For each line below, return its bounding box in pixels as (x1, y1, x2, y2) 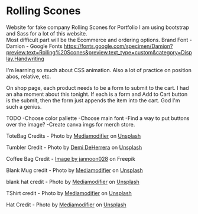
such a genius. (6, 103, 42, 110)
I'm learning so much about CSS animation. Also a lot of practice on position (6, 66, 192, 73)
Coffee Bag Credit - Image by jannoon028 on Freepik (6, 155, 136, 162)
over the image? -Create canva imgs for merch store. (6, 121, 135, 128)
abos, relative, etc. (6, 73, 51, 80)
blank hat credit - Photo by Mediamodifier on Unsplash (6, 178, 140, 185)
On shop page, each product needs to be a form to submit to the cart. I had (6, 84, 189, 91)
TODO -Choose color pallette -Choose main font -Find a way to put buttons (6, 114, 190, 122)
